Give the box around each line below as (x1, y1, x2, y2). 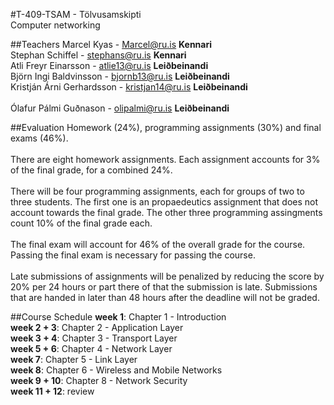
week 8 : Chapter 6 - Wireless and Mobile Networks (10, 364, 223, 376)
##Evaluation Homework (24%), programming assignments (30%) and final (10, 122, 322, 133)
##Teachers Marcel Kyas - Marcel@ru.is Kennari (10, 39, 213, 50)
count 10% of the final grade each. (10, 217, 153, 229)
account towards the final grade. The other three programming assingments (10, 207, 323, 218)
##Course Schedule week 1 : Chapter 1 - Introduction (10, 311, 227, 323)
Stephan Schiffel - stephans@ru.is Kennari (10, 49, 187, 61)
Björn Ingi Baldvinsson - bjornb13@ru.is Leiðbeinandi (10, 70, 230, 82)
